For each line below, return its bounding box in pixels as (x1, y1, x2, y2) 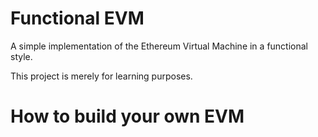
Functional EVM (10, 7, 145, 30)
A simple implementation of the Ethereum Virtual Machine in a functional (10, 40, 308, 52)
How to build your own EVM (10, 105, 245, 128)
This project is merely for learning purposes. (10, 70, 193, 82)
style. (10, 50, 33, 62)
